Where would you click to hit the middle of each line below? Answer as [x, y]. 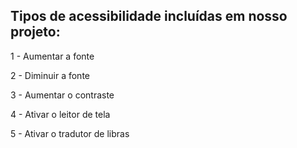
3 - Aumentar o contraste [62, 95]
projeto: [35, 32]
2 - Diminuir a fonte [50, 75]
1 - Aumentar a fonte [52, 56]
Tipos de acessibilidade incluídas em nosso [149, 16]
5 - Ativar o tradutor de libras [70, 133]
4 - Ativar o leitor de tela [60, 114]
